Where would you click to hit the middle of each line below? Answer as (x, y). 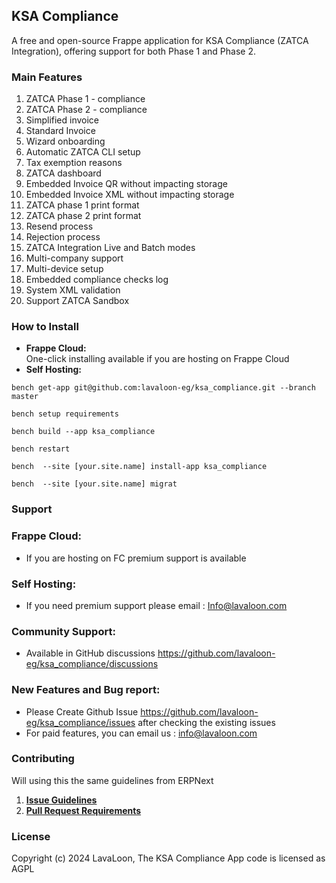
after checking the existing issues (206, 722)
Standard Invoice (60, 131)
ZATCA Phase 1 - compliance (85, 99)
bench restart (41, 449)
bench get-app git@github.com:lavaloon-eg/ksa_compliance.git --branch (163, 388)
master (25, 397)
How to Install (45, 327)
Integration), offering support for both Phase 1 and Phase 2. (133, 51)
